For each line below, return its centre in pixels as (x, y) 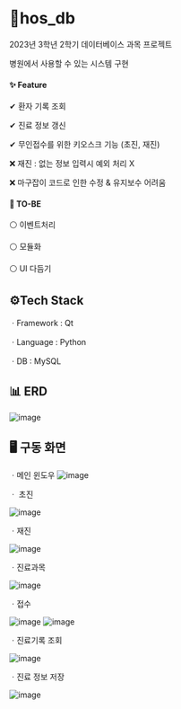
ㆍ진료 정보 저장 (37, 677)
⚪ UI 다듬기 (30, 269)
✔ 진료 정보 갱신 (38, 126)
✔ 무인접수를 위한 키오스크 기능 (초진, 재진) (85, 145)
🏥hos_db (43, 18)
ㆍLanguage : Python (48, 342)
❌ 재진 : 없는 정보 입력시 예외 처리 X (72, 164)
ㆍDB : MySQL (35, 361)
